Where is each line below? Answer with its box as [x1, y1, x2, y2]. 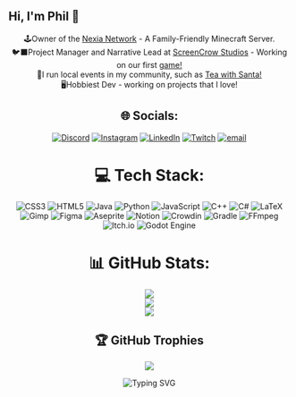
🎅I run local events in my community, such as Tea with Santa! [36, 69, 263, 80]
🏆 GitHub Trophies [94, 333, 205, 348]
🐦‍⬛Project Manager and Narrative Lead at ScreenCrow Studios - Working [11, 46, 288, 57]
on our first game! [116, 59, 182, 70]
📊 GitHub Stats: [88, 252, 211, 273]
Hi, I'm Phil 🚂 [8, 9, 80, 24]
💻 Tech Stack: [94, 165, 205, 185]
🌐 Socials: [120, 108, 179, 123]
